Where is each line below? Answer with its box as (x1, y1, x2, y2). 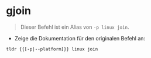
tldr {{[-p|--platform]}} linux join (6, 46, 98, 52)
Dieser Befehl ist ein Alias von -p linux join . (20, 23, 130, 30)
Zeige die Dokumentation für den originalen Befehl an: (14, 35, 145, 42)
